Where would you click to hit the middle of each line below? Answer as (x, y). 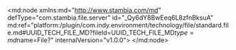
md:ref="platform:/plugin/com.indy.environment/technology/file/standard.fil (118, 25)
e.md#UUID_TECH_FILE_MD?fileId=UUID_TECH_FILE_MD (91, 32)
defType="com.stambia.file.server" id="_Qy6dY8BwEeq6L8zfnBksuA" (111, 18)
